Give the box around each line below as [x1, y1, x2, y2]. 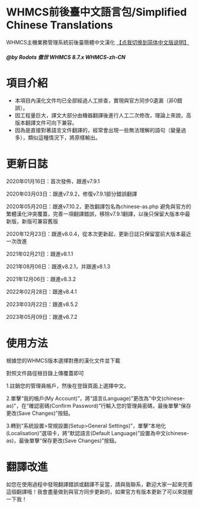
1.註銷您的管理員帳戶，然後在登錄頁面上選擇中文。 [6, 382, 129, 389]
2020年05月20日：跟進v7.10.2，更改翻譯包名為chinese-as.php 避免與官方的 [6, 203, 191, 210]
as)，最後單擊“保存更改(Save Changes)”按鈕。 [6, 437, 120, 445]
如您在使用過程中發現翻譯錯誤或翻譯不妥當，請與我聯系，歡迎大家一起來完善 [6, 481, 193, 488]
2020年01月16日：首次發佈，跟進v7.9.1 [6, 178, 100, 185]
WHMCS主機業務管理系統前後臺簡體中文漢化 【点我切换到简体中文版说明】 [6, 39, 190, 46]
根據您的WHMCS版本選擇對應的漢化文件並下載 [6, 357, 121, 365]
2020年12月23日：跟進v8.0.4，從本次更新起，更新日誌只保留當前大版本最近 [6, 231, 191, 238]
